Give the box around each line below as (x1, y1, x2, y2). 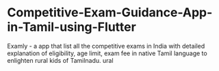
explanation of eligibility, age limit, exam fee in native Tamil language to (7, 49, 207, 57)
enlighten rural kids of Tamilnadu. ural (7, 56, 114, 64)
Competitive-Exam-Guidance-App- (7, 5, 213, 20)
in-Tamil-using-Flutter (7, 19, 137, 35)
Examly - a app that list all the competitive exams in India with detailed (7, 42, 205, 50)
